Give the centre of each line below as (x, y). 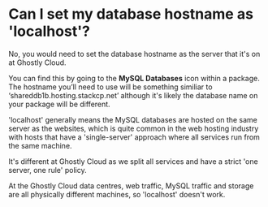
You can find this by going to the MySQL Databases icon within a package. (134, 78)
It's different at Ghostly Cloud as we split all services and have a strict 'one (133, 161)
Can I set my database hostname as (131, 14)
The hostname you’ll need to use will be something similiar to (110, 87)
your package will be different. (60, 104)
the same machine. (40, 145)
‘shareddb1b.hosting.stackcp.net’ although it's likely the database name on (133, 95)
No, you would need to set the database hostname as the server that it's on (134, 54)
